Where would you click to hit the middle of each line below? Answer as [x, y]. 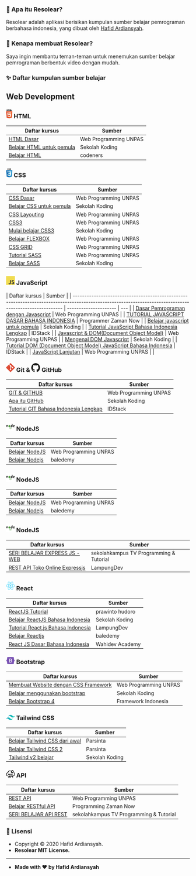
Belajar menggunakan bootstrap [47, 693]
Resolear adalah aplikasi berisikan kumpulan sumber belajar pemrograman [96, 22]
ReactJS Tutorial [28, 611]
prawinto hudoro [116, 611]
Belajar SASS [24, 263]
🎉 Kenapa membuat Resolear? [50, 43]
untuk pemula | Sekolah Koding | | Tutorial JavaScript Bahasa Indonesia [92, 327]
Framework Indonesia [143, 701]
